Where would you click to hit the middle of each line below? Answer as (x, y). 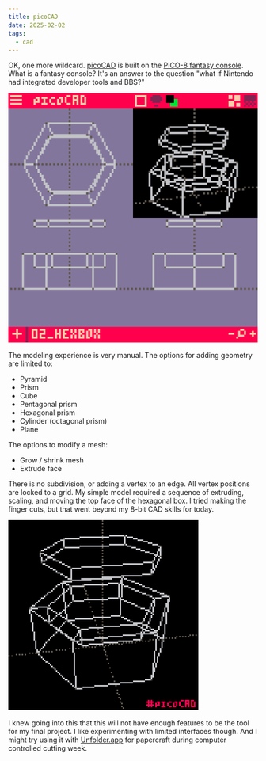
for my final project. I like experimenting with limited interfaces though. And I (133, 732)
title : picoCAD (33, 17)
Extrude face (40, 469)
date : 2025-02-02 (37, 25)
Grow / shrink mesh (52, 460)
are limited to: (30, 363)
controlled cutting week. (47, 748)
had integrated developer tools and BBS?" (76, 82)
